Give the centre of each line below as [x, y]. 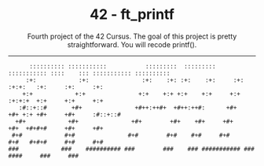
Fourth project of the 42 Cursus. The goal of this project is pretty [132, 36]
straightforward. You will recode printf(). [132, 44]
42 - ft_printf [132, 15]
